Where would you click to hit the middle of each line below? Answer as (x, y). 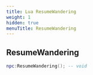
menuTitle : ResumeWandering (41, 28)
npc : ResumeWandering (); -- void (46, 66)
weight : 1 (19, 17)
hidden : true (22, 23)
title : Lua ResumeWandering (41, 12)
